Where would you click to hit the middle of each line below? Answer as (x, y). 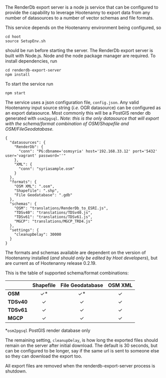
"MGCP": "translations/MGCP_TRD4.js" (53, 221)
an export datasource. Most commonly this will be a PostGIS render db (78, 113)
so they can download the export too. (44, 356)
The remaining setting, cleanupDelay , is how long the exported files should (82, 340)
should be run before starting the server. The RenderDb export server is (79, 50)
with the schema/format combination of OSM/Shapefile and (67, 124)
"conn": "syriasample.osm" (46, 169)
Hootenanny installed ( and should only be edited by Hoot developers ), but (81, 258)
